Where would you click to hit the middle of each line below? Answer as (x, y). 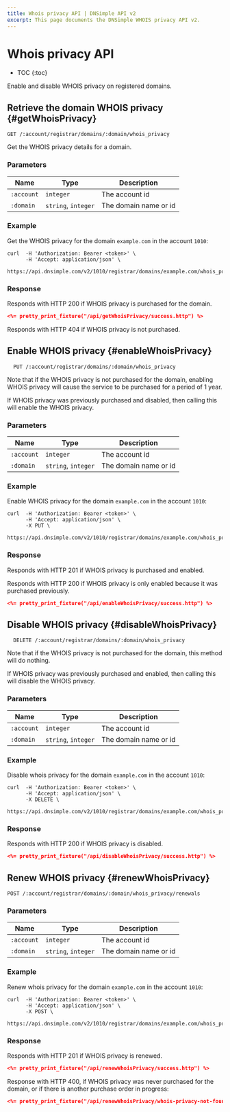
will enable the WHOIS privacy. (51, 407)
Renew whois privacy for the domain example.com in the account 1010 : (105, 987)
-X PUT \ (38, 526)
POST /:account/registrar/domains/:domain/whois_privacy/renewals (104, 894)
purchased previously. (38, 591)
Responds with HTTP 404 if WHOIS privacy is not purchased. (94, 330)
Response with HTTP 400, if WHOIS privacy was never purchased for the (111, 1081)
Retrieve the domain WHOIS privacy (85, 107)
